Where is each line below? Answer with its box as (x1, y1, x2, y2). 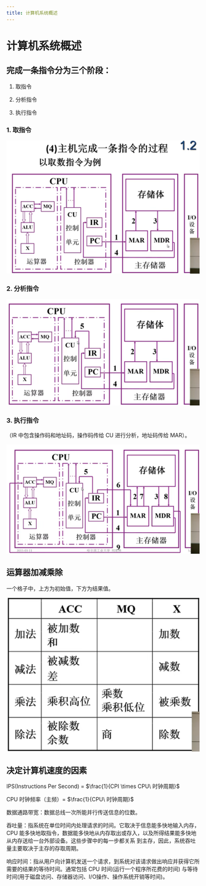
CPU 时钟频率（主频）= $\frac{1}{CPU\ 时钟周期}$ (6, 796, 134, 803)
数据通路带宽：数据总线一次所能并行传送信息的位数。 (6, 809, 141, 816)
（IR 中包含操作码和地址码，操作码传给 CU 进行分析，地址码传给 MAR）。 (6, 431, 191, 438)
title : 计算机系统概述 (6, 10, 58, 16)
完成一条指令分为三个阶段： (6, 65, 112, 76)
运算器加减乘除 (6, 567, 63, 578)
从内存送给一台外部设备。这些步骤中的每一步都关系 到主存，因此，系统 (6, 837, 185, 844)
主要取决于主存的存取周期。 (11, 845, 82, 852)
